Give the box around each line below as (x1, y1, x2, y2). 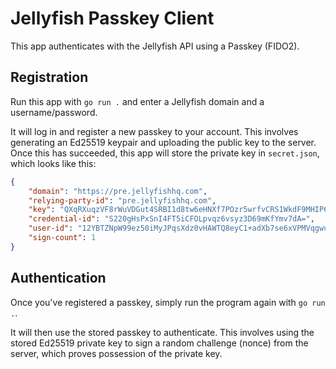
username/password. (10, 106, 98, 118)
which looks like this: (10, 157, 97, 169)
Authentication (10, 270, 107, 287)
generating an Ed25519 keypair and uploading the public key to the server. (10, 136, 317, 148)
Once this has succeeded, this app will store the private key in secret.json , (10, 147, 320, 159)
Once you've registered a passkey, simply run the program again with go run (10, 296, 326, 308)
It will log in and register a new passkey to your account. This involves (10, 125, 299, 137)
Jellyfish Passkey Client (10, 7, 215, 30)
